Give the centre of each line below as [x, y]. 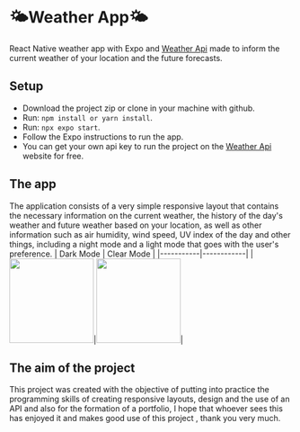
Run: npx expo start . [61, 127]
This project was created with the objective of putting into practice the [139, 390]
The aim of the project [72, 368]
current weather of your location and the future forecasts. [116, 58]
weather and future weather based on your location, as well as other [136, 225]
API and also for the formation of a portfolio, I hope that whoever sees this [146, 409]
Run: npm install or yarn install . [87, 117]
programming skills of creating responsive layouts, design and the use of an [150, 399]
